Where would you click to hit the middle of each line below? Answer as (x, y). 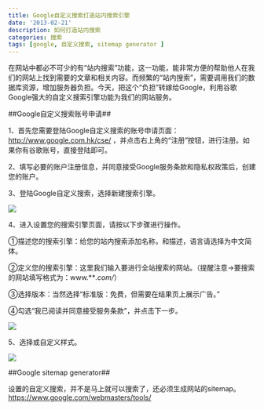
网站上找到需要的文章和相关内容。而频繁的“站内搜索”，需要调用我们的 (135, 78)
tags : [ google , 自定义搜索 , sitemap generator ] (86, 45)
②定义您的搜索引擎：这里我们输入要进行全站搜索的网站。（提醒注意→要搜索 (132, 268)
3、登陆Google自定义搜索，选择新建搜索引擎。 (84, 194)
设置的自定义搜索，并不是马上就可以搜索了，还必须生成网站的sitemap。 (125, 389)
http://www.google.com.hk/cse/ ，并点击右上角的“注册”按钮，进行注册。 (126, 140)
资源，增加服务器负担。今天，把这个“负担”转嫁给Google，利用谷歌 (129, 88)
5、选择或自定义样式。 (45, 343)
